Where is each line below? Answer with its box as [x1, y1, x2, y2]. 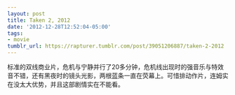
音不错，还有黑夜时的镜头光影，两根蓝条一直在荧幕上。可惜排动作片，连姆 [7, 71, 222, 80]
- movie [7, 36, 30, 43]
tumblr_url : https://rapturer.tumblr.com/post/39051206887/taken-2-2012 [7, 43, 224, 50]
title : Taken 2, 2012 [7, 17, 71, 24]
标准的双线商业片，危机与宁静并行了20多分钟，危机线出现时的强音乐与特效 [7, 63, 224, 71]
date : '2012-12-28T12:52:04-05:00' [7, 23, 112, 30]
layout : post [7, 10, 46, 17]
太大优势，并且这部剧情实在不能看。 [19, 80, 124, 88]
